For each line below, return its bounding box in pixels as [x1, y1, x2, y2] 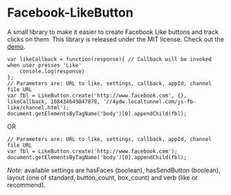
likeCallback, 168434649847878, [7, 98, 100, 105]
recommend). [7, 180, 46, 189]
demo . [7, 42, 26, 50]
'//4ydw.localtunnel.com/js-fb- [102, 98, 196, 105]
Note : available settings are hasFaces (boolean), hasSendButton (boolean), [7, 166, 221, 174]
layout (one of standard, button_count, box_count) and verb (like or [7, 173, 198, 181]
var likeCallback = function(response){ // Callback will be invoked [7, 55, 212, 63]
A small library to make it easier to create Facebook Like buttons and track [7, 28, 219, 36]
